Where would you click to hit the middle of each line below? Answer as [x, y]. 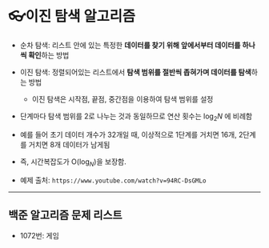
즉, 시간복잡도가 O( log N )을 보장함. [73, 162]
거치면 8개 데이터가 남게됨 [69, 144]
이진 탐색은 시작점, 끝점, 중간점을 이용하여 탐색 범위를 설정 [122, 99]
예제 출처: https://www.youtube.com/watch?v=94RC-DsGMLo [113, 180]
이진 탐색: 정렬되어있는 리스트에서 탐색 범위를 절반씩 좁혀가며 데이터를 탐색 [136, 72]
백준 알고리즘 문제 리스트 [65, 215]
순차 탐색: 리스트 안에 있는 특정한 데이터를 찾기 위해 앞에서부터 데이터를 [130, 45]
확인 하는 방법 [48, 55]
